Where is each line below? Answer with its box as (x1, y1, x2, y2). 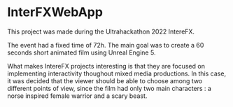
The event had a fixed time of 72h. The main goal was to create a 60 (7, 41, 204, 49)
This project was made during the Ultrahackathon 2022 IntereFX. (7, 27, 195, 36)
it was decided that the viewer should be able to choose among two (7, 76, 203, 85)
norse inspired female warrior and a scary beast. (7, 92, 148, 100)
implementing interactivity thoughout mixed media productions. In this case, (7, 69, 226, 78)
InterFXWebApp (7, 4, 104, 20)
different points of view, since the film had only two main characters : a (7, 84, 212, 92)
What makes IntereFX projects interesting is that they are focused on (7, 62, 205, 70)
